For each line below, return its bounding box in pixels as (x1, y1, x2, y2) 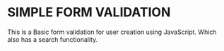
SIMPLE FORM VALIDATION (7, 4, 171, 21)
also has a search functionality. (7, 35, 98, 43)
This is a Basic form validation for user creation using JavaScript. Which (7, 28, 217, 36)
